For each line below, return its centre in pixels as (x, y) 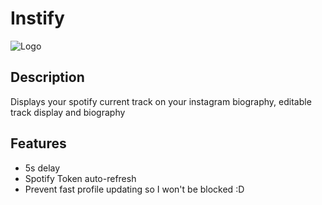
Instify (37, 18)
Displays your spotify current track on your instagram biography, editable (161, 101)
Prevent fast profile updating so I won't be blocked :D (134, 189)
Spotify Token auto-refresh (80, 178)
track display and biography (68, 112)
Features (38, 143)
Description (47, 77)
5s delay (42, 168)
